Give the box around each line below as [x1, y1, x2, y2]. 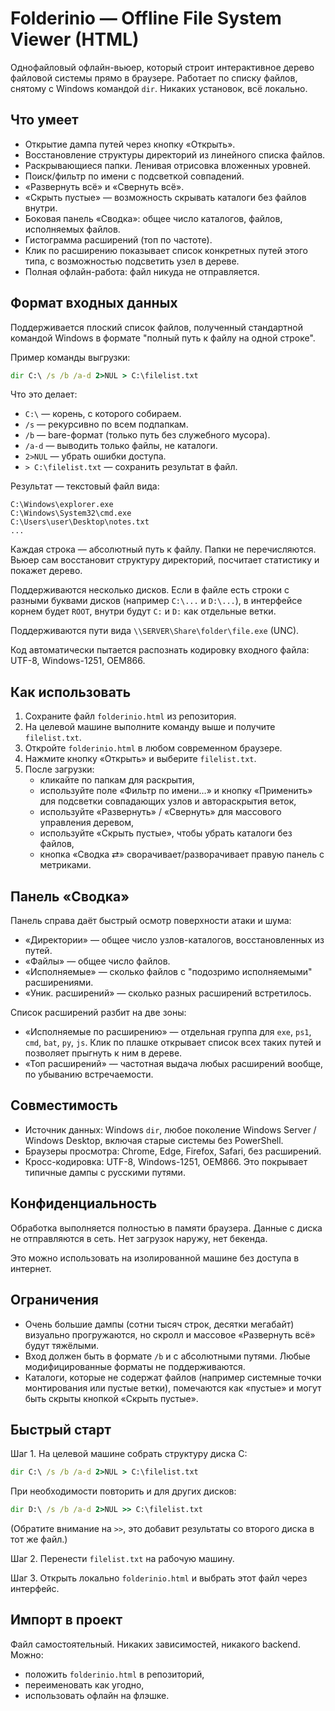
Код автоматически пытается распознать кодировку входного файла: [10, 644, 310, 656]
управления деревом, [39, 817, 134, 829]
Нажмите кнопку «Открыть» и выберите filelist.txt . [24, 753, 257, 765]
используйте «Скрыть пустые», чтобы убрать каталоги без [39, 827, 293, 839]
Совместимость [10, 1097, 118, 1114]
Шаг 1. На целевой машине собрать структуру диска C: [10, 1448, 248, 1460]
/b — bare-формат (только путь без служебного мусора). [24, 429, 271, 441]
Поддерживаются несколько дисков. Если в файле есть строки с [10, 584, 290, 596]
